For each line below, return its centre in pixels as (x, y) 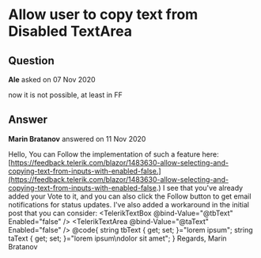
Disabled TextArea (70, 31)
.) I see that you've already (200, 188)
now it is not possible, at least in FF (65, 95)
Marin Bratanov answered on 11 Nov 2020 (77, 138)
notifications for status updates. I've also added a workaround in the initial (129, 204)
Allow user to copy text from (103, 15)
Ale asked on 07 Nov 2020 (52, 80)
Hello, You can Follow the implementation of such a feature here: (113, 154)
